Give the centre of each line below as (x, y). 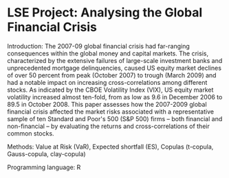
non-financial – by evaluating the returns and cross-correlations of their (108, 126)
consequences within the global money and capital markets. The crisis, (108, 53)
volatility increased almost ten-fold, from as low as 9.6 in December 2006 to (115, 97)
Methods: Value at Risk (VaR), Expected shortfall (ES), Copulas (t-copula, (110, 147)
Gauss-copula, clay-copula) (46, 154)
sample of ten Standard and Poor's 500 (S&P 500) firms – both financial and (115, 118)
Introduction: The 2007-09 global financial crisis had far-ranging (99, 46)
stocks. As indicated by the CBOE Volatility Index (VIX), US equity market (110, 90)
